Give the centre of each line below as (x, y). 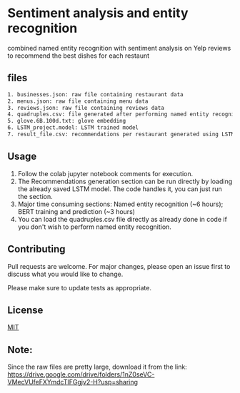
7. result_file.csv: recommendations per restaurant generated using (113, 134)
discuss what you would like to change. (65, 274)
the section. (35, 196)
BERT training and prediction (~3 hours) (76, 211)
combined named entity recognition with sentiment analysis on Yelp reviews (119, 48)
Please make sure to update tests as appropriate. (80, 287)
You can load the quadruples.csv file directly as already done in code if (122, 219)
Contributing (36, 249)
